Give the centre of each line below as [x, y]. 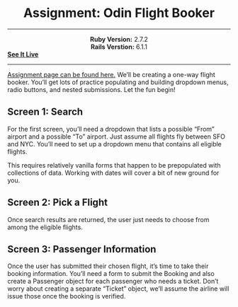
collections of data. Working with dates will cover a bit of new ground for [113, 173]
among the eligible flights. [45, 227]
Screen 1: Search [45, 112]
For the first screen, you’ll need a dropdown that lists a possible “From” [111, 129]
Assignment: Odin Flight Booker [119, 13]
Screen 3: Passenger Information [82, 249]
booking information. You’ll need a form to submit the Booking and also [111, 274]
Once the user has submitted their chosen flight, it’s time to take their [108, 266]
